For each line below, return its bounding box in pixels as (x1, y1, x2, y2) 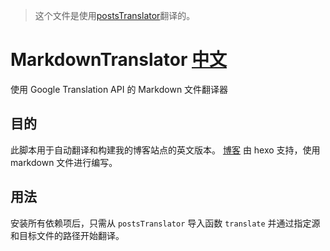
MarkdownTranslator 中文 (10, 49, 228, 71)
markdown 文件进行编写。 (10, 156, 118, 168)
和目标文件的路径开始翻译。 (10, 229, 125, 241)
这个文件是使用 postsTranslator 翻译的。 (34, 10, 196, 21)
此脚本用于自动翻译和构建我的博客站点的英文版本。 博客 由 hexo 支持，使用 (10, 144, 321, 156)
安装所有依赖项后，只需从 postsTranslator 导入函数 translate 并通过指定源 (10, 217, 321, 229)
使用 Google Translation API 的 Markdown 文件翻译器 (10, 83, 229, 95)
